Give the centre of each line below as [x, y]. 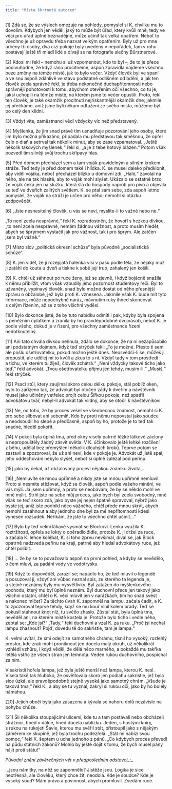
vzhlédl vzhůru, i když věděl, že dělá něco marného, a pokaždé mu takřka [83, 649]
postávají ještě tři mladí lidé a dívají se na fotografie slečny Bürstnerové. [81, 52]
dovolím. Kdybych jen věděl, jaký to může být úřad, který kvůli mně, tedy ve [85, 30]
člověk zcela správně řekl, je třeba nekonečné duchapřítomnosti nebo [79, 84]
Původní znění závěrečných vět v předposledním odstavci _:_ [69, 760]
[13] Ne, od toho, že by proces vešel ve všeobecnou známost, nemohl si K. [84, 410]
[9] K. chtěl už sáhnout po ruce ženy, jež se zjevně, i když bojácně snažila [83, 278]
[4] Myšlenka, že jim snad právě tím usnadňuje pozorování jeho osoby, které [86, 131]
